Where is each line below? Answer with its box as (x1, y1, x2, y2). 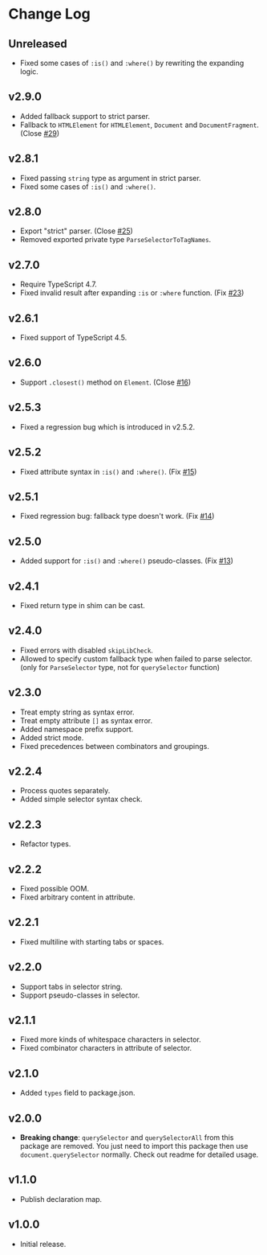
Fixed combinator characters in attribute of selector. (19, 1043, 192, 1053)
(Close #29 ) (19, 128, 60, 138)
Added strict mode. (19, 733, 84, 743)
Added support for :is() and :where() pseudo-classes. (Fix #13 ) (19, 556, 234, 566)
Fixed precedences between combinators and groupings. (19, 741, 210, 751)
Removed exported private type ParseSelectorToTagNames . (19, 235, 212, 245)
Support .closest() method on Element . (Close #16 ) (19, 377, 191, 387)
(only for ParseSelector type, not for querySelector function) (19, 662, 220, 672)
